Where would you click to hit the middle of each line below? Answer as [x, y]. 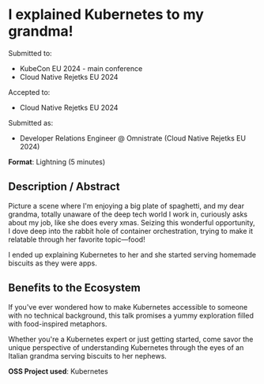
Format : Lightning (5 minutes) [57, 162]
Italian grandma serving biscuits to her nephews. [88, 356]
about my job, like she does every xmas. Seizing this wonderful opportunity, [132, 222]
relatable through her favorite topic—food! [77, 239]
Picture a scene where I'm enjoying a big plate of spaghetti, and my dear [126, 205]
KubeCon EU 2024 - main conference [81, 68]
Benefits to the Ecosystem [74, 288]
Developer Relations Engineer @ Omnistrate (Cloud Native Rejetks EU [133, 138]
